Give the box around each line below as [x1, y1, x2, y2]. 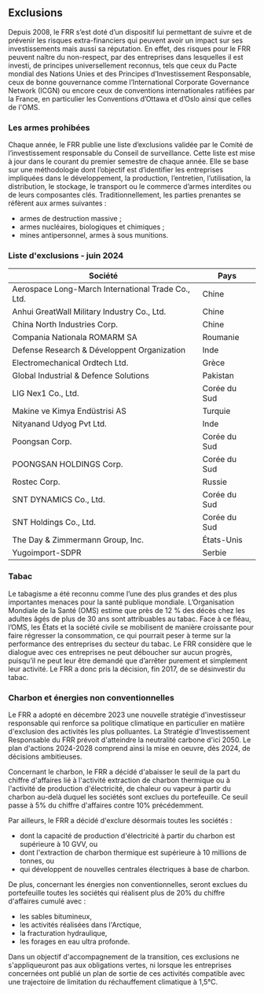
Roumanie [202, 332, 240, 343]
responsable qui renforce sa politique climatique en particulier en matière [8, 719, 245, 727]
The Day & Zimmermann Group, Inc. [12, 534, 144, 545]
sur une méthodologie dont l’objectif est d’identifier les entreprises [8, 165, 224, 175]
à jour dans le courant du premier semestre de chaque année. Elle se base [8, 157, 249, 166]
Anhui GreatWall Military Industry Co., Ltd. [12, 306, 167, 317]
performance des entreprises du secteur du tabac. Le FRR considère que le [8, 639, 253, 649]
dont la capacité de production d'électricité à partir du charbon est [19, 831, 236, 841]
